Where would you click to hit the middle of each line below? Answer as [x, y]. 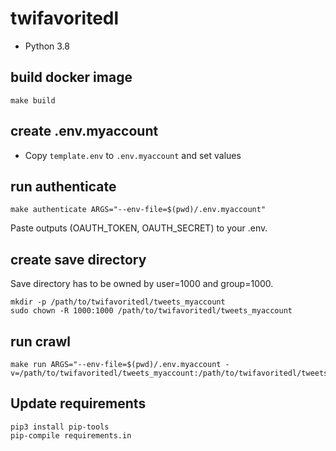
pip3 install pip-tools [60, 427]
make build [33, 100]
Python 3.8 [47, 46]
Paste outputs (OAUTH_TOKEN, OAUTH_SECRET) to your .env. [139, 228]
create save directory [78, 259]
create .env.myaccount [84, 131]
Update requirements [78, 403]
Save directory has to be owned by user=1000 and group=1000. [142, 284]
